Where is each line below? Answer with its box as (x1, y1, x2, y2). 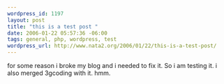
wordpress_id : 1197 (7, 10, 64, 17)
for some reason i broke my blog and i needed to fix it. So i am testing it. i (7, 62, 218, 69)
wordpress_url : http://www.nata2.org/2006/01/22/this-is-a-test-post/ (7, 42, 217, 49)
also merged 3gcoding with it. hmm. (7, 69, 111, 77)
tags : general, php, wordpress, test (7, 36, 117, 43)
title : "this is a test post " (7, 23, 98, 30)
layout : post (7, 17, 45, 24)
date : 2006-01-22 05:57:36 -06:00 (7, 29, 108, 37)
